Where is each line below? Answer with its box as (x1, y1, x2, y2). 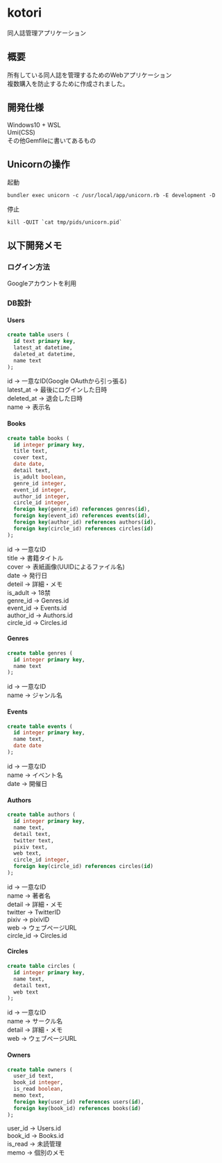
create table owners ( (7, 1066, 73, 1073)
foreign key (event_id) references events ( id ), (13, 512, 151, 519)
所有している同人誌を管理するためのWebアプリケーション (7, 71, 172, 79)
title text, (13, 448, 49, 455)
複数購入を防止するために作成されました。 (7, 79, 129, 87)
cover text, (13, 454, 49, 461)
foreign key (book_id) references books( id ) (13, 1105, 141, 1112)
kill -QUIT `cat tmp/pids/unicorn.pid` (7, 219, 123, 226)
